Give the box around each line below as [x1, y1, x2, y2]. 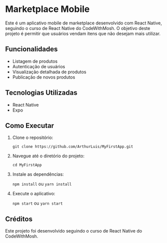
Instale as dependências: [12, 171, 64, 177]
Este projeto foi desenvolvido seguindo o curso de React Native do [5, 228, 142, 234]
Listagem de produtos [12, 58, 58, 64]
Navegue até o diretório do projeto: [12, 153, 85, 159]
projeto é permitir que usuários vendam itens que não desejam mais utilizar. [5, 30, 161, 36]
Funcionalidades [5, 45, 58, 53]
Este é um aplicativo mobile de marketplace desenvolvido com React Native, [5, 20, 162, 26]
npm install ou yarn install [12, 181, 72, 187]
